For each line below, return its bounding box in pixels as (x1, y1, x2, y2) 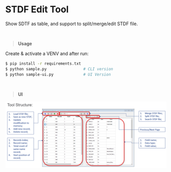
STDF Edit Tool (5, 4, 69, 15)
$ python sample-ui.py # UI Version (5, 72, 111, 77)
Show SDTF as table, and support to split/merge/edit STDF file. (5, 21, 138, 27)
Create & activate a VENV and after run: (5, 50, 89, 56)
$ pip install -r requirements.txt (5, 61, 81, 66)
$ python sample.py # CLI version (5, 66, 114, 71)
